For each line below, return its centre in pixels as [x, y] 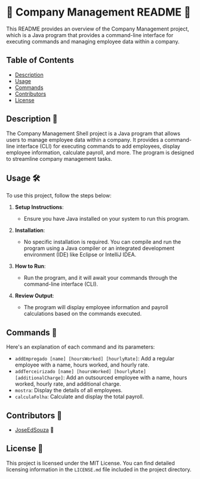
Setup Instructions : [39, 207]
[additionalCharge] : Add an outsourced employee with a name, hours [101, 378]
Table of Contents [40, 60]
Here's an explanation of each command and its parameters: [81, 347]
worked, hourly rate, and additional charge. [68, 384]
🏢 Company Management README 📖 [99, 12]
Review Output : [34, 296]
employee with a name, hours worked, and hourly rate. [82, 365]
